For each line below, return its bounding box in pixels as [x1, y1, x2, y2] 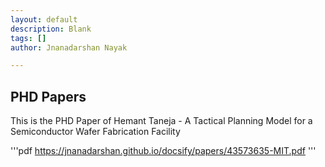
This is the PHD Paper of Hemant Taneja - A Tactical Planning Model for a [10, 115, 313, 127]
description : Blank [10, 24, 92, 34]
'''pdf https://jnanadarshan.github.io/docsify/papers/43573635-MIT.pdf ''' [10, 145, 317, 157]
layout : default [10, 14, 78, 25]
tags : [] [10, 33, 47, 43]
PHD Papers [10, 88, 87, 105]
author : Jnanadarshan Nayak [10, 42, 128, 53]
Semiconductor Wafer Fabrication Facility [10, 126, 181, 138]
